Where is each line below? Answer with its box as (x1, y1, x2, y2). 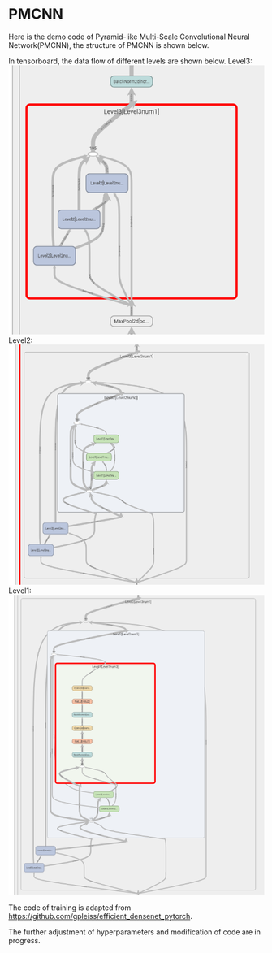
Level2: (8, 335, 33, 345)
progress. (8, 936, 41, 946)
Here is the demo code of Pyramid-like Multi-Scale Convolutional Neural (8, 32, 250, 41)
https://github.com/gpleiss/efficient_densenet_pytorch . (8, 912, 193, 921)
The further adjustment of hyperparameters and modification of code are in (8, 927, 261, 937)
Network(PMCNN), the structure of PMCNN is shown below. (8, 40, 209, 50)
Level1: (8, 586, 32, 596)
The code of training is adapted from (8, 903, 132, 912)
